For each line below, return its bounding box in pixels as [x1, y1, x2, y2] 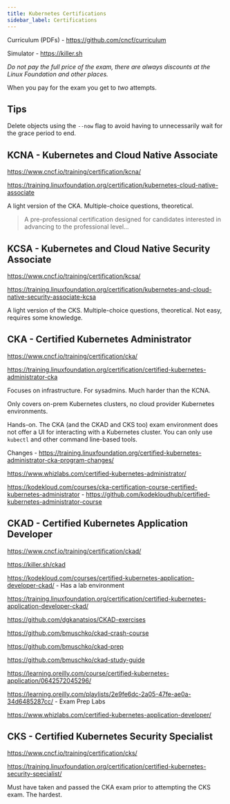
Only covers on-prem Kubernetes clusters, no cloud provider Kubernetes [7, 399, 215, 408]
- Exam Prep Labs [55, 697, 106, 706]
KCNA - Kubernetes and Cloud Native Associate [7, 149, 218, 161]
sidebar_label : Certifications [7, 17, 97, 24]
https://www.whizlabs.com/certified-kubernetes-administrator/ [7, 469, 186, 478]
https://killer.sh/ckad [7, 560, 66, 568]
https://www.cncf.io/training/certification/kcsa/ [7, 272, 141, 280]
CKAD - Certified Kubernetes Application [7, 518, 189, 530]
